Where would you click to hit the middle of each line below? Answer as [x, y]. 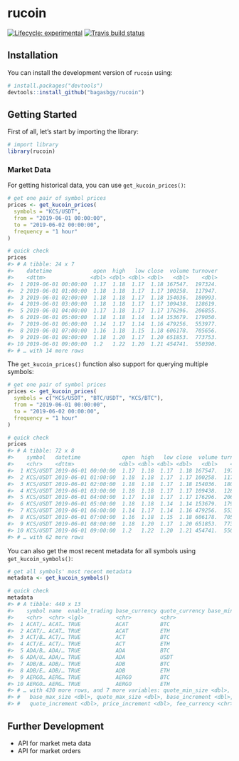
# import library [33, 145]
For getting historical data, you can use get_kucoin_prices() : [97, 185]
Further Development [56, 726]
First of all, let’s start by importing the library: [73, 132]
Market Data [29, 169]
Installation [33, 55]
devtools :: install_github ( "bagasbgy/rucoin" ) [76, 92]
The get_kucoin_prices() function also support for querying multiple [108, 364]
